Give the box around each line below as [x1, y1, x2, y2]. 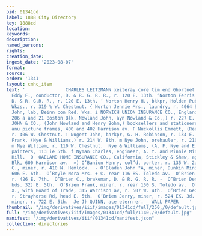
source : [6, 70, 26, 76]
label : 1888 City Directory [6, 14, 77, 20]
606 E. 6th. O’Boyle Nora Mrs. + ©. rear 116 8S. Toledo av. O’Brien [11, 171, 195, 177]
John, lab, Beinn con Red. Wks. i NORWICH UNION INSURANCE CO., [11, 109, 176, 115]
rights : [6, 48, 26, 54]
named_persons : [6, 43, 44, 49]
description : [6, 37, 39, 43]
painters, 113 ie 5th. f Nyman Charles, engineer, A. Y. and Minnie [11, 148, 187, 154]
